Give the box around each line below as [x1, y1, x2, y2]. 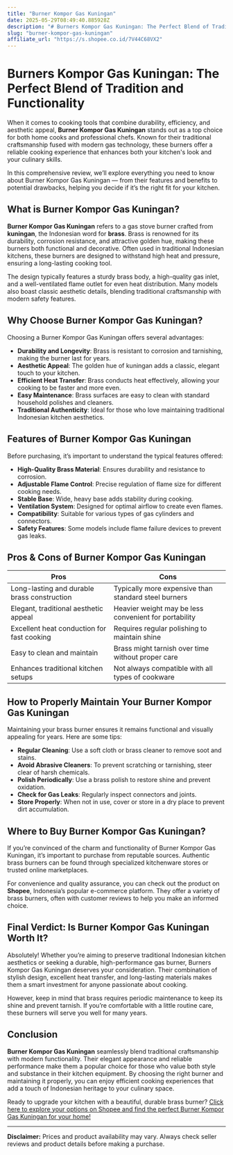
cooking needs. [17, 487, 62, 495]
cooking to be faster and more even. [17, 383, 121, 392]
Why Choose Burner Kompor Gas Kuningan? [7, 315, 203, 326]
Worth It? [7, 932, 49, 945]
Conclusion [7, 1029, 58, 1040]
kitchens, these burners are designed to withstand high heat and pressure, [7, 251, 221, 260]
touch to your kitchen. [17, 369, 80, 377]
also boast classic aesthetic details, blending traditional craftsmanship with [7, 287, 221, 295]
